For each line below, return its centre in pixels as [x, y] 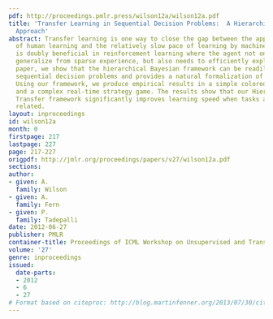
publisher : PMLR [36, 235]
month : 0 [23, 129]
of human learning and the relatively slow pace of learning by [127, 46]
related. [30, 106]
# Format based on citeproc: [58, 303]
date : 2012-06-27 [38, 227]
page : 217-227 [32, 152]
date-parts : [36, 273]
